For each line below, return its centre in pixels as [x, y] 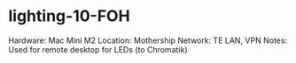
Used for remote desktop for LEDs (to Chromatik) [98, 49]
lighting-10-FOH [69, 16]
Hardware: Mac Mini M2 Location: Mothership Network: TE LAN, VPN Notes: [148, 40]
